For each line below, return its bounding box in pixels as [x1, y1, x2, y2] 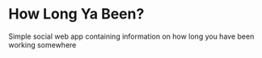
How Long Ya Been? [8, 5, 145, 23]
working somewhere [8, 39, 77, 49]
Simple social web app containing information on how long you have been [8, 31, 255, 41]
